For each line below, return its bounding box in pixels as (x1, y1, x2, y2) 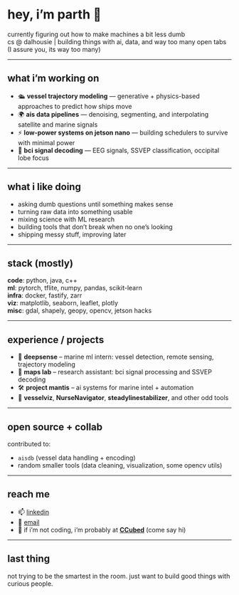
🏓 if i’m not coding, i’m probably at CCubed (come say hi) (17, 525, 186, 534)
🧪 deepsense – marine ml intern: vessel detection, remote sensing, (17, 352, 214, 362)
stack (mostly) (7, 257, 73, 269)
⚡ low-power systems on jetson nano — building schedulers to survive (17, 128, 228, 137)
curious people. (7, 579, 53, 588)
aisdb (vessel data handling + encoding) (17, 453, 137, 462)
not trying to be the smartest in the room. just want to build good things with (7, 572, 230, 580)
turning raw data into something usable (17, 207, 133, 216)
